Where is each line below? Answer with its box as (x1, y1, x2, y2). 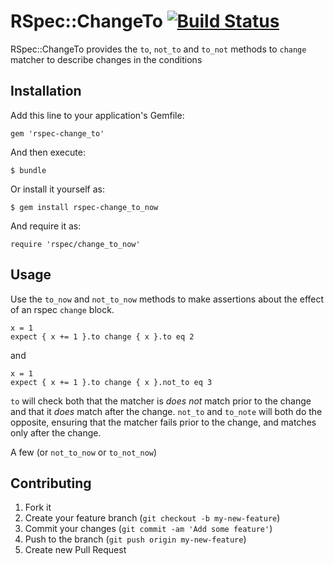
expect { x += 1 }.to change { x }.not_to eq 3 (10, 377, 213, 387)
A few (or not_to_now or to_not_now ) (10, 446, 158, 458)
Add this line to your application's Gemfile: (10, 109, 185, 121)
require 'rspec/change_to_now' (10, 239, 141, 249)
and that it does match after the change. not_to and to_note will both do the (10, 405, 323, 417)
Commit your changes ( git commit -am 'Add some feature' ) (24, 523, 273, 535)
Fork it (24, 501, 52, 514)
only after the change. (10, 426, 102, 439)
